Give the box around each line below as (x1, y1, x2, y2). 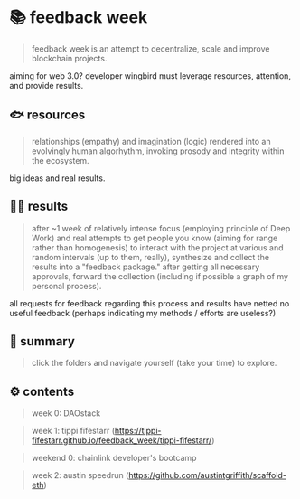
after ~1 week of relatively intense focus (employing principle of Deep (31, 222, 291, 233)
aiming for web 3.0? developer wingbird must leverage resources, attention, (9, 70, 292, 81)
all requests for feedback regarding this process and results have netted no (9, 297, 290, 308)
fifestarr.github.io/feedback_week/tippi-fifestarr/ (31, 435, 212, 446)
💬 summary (9, 334, 75, 349)
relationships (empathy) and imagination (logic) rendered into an (31, 136, 271, 146)
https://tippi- (114, 426, 162, 437)
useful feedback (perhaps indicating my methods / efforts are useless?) (9, 307, 277, 318)
